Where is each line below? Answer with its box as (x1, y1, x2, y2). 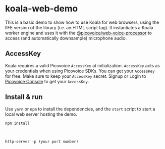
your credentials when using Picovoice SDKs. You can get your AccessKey (5, 68, 155, 74)
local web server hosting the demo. (5, 111, 78, 117)
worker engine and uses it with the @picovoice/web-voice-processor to (5, 30, 152, 36)
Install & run (5, 93, 43, 101)
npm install (5, 121, 30, 126)
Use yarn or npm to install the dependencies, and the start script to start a (5, 106, 156, 112)
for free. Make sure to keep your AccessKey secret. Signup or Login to (5, 73, 146, 79)
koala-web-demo (5, 3, 78, 14)
